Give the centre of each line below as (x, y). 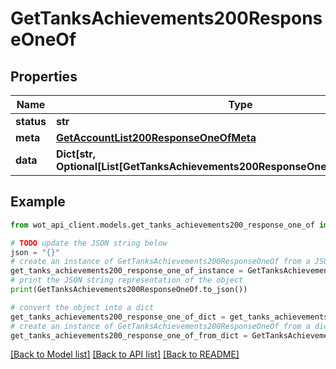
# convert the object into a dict (82, 307)
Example (38, 202)
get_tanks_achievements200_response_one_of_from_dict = (129, 335)
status (31, 121)
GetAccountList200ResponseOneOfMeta (156, 137)
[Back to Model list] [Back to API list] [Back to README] (125, 354)
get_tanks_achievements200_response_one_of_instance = (127, 271)
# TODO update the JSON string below (89, 243)
